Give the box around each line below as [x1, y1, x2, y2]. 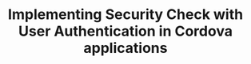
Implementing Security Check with [7, 6, 244, 24]
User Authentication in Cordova [18, 22, 233, 40]
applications [83, 40, 168, 57]
